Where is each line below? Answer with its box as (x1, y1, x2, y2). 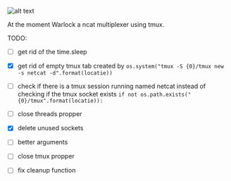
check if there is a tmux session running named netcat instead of (17, 82, 206, 91)
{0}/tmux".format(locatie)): (17, 97, 104, 105)
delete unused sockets (17, 124, 84, 132)
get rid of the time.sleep (17, 48, 87, 56)
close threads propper (17, 110, 82, 118)
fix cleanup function (17, 166, 76, 175)
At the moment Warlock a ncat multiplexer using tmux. (7, 20, 165, 28)
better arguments (17, 138, 68, 146)
